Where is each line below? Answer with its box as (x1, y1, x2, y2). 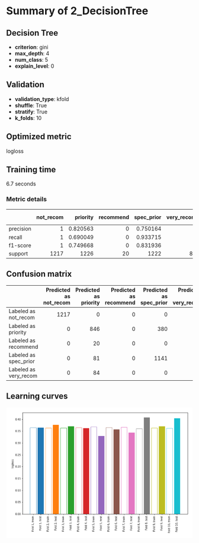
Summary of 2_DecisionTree (6, 4, 149, 18)
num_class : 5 (14, 56, 49, 63)
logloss (6, 147, 24, 154)
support (8, 250, 28, 257)
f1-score (8, 242, 31, 249)
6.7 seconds (6, 180, 37, 188)
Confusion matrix (6, 269, 72, 279)
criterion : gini (14, 43, 49, 50)
